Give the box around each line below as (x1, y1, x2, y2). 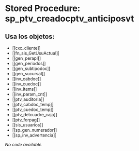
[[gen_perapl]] (12, 55, 41, 61)
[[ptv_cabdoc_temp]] (12, 102, 54, 107)
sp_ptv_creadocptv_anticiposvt (5, 13, 134, 24)
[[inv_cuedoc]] (12, 81, 41, 87)
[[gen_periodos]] (12, 61, 46, 66)
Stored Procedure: (5, 3, 81, 14)
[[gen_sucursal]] (12, 71, 45, 76)
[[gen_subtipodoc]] (12, 66, 51, 71)
